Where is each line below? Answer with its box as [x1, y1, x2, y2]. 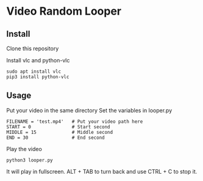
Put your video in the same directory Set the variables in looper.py [6, 106, 173, 114]
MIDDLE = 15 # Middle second [6, 129, 113, 135]
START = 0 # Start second [6, 124, 111, 130]
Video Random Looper [6, 4, 122, 18]
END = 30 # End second [6, 135, 105, 141]
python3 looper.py [6, 157, 53, 163]
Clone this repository [6, 45, 59, 52]
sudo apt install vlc [6, 68, 62, 75]
